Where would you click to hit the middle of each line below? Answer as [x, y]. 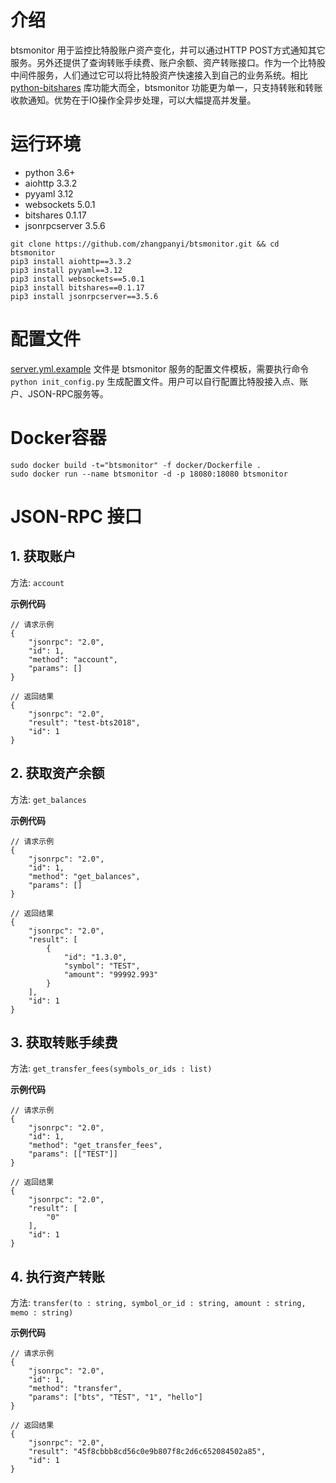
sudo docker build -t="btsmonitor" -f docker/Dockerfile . [136, 465]
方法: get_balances [48, 799]
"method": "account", [73, 659]
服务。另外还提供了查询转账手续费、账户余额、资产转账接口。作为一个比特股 [168, 62]
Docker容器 [58, 438]
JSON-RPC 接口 [76, 516]
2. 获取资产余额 [57, 773]
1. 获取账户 [43, 556]
